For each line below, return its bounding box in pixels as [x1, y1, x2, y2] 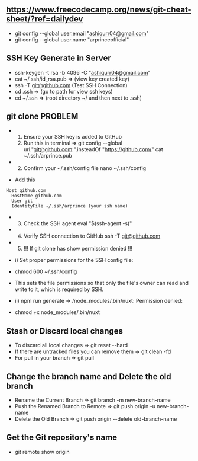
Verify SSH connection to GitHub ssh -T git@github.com [23, 232, 161, 239]
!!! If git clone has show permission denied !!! [23, 245, 133, 252]
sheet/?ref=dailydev [6, 14, 83, 24]
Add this [14, 176, 35, 183]
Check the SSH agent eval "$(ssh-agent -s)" [23, 220, 132, 227]
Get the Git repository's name [6, 433, 117, 443]
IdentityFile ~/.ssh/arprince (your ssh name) [11, 203, 128, 209]
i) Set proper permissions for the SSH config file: [14, 257, 134, 264]
